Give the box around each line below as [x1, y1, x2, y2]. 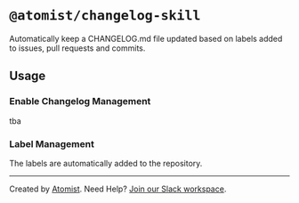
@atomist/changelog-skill [9, 7, 201, 24]
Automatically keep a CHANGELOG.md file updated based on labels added [9, 33, 283, 44]
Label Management [9, 137, 95, 150]
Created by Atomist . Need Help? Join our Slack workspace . [9, 183, 227, 194]
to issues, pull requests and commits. [9, 43, 146, 53]
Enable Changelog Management [9, 95, 151, 108]
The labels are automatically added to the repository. [9, 158, 203, 168]
